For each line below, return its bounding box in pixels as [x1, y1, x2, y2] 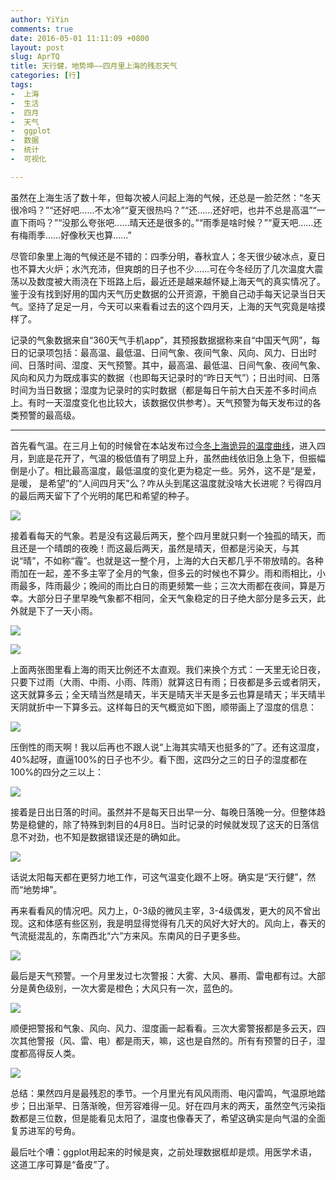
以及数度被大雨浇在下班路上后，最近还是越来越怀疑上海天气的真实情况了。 [18, 275, 326, 287]
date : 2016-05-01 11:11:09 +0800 [10, 33, 150, 43]
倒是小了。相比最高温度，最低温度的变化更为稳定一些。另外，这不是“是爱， [10, 464, 322, 476]
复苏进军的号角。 [10, 1124, 81, 1136]
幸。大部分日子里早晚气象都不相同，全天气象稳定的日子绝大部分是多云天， [10, 592, 317, 604]
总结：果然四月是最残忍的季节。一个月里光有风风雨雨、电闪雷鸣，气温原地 [10, 1087, 317, 1099]
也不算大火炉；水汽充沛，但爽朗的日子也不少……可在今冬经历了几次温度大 [10, 262, 315, 275]
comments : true [10, 24, 74, 34]
